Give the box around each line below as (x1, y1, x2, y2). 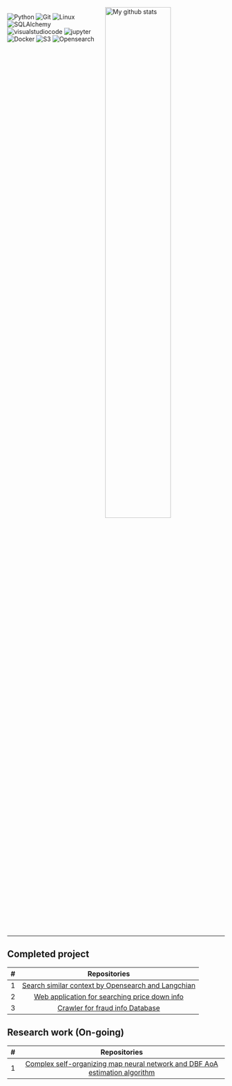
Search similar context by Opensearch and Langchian (21, 980, 195, 990)
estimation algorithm (88, 1067, 155, 1077)
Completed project (7, 948, 90, 960)
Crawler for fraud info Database (57, 1003, 160, 1013)
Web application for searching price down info (33, 992, 184, 1002)
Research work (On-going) (7, 1026, 124, 1038)
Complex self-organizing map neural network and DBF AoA (25, 1059, 219, 1069)
